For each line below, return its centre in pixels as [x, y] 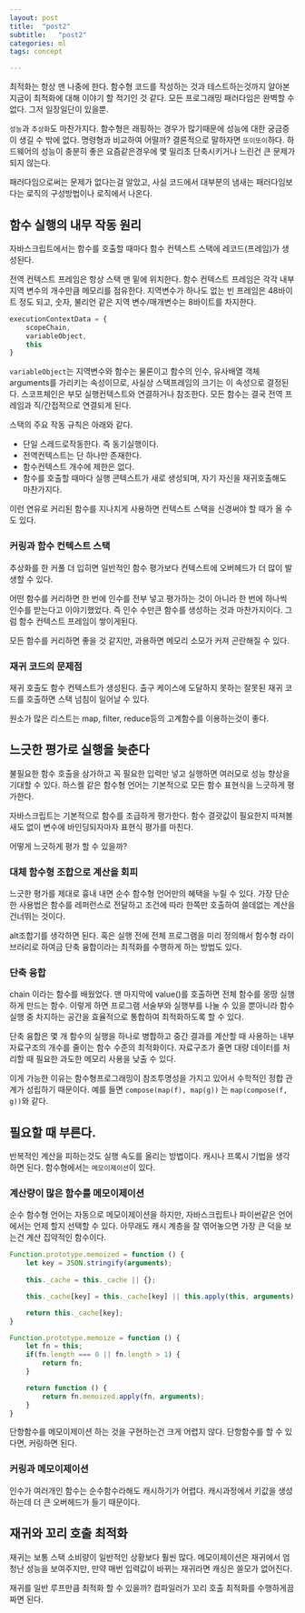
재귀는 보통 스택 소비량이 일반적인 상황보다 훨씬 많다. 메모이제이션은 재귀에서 [145, 1557]
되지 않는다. [30, 163]
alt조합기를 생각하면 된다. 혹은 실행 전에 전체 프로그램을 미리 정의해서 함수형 [143, 936]
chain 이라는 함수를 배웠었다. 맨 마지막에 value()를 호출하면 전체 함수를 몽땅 [144, 994]
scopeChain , [48, 327]
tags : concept [36, 52]
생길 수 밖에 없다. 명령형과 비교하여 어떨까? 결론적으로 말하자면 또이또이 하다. [152, 140]
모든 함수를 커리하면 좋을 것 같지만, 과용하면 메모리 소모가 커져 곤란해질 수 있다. [150, 640]
